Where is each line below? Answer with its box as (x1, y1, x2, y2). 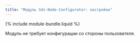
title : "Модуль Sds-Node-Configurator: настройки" (5, 7, 113, 12)
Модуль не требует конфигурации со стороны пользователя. (5, 30, 136, 36)
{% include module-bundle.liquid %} (5, 21, 80, 27)
